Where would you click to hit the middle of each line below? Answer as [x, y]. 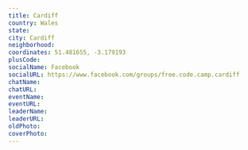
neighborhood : [32, 45]
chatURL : [23, 89]
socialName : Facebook [44, 67]
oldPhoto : [25, 126]
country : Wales [33, 23]
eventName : [26, 97]
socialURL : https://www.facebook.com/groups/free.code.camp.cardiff [124, 75]
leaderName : [28, 112]
